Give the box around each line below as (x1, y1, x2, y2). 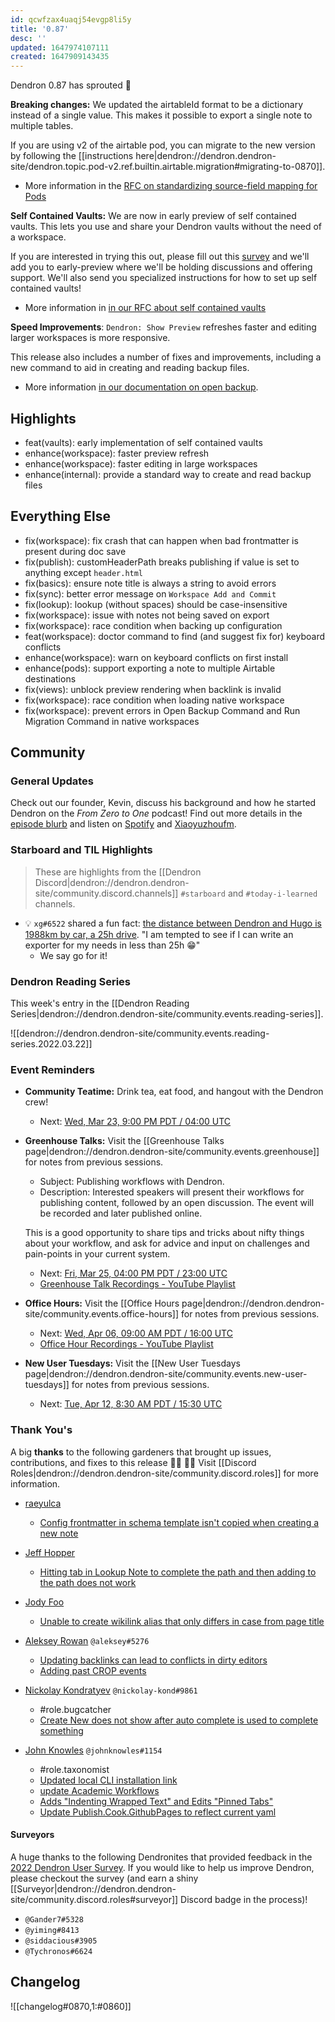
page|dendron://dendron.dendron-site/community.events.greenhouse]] (24, 1146, 320, 1158)
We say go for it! (39, 949, 108, 961)
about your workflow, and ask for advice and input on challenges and (24, 1237, 310, 1250)
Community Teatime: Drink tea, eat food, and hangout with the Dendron (24, 1086, 324, 1098)
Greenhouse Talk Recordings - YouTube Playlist (39, 1278, 236, 1290)
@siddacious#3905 (24, 1936, 98, 1946)
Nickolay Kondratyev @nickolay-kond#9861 (24, 1684, 198, 1696)
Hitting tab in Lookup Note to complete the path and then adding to (39, 1566, 317, 1578)
